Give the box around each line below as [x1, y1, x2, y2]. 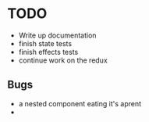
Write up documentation [18, 30, 97, 40]
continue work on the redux [18, 56, 108, 65]
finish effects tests [18, 47, 79, 56]
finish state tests [18, 38, 72, 48]
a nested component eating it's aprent [18, 99, 142, 108]
